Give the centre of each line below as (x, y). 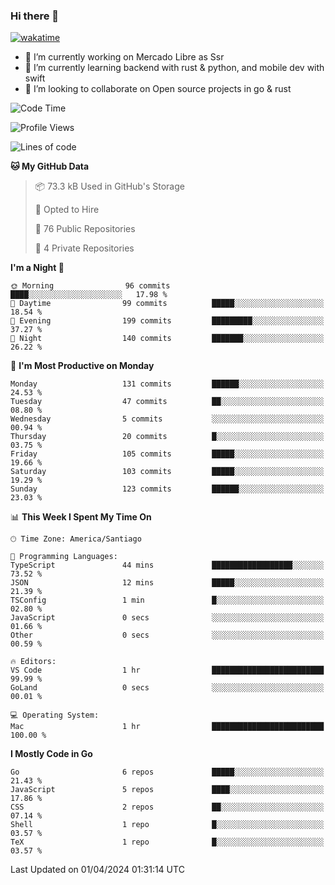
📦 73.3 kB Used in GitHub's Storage (109, 186)
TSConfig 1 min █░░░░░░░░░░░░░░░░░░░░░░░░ (167, 600)
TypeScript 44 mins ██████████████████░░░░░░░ (167, 565)
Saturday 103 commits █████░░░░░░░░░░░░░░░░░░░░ (167, 472)
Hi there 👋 (35, 16)
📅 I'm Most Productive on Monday (82, 366)
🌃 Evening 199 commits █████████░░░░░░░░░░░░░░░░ (167, 321)
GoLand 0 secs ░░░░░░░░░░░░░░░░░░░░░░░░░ (167, 688)
